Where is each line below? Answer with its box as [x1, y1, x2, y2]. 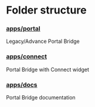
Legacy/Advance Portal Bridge [6, 38, 80, 45]
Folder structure [6, 4, 87, 17]
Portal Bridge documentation [6, 94, 76, 101]
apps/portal [6, 25, 40, 33]
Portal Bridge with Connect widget [6, 66, 90, 73]
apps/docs [6, 81, 38, 89]
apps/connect [6, 52, 48, 61]
